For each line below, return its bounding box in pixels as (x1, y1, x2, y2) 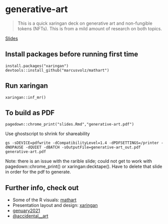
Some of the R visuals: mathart (12, 197, 77, 203)
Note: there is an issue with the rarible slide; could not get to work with (5, 158, 152, 164)
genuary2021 (12, 208, 40, 214)
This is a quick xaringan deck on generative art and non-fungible (17, 20, 153, 26)
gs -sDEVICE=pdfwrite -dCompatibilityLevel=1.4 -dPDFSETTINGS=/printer (5, 140, 159, 146)
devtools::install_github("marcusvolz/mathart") (5, 68, 109, 73)
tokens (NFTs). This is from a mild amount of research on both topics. (17, 25, 162, 31)
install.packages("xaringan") (5, 63, 69, 69)
